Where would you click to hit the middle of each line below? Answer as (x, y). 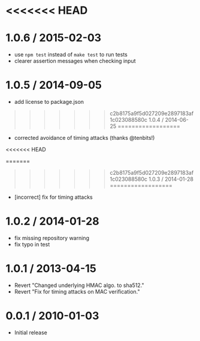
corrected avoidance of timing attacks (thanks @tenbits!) (84, 138)
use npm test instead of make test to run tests (71, 55)
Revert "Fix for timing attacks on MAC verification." (77, 291)
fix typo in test (32, 244)
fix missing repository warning (51, 238)
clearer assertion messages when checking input (75, 61)
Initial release (31, 332)
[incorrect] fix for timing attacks (54, 197)
